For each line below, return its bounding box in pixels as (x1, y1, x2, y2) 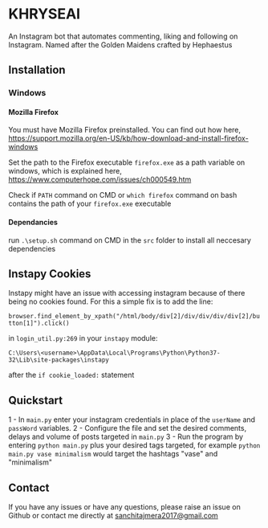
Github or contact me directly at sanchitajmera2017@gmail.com (8, 511, 218, 521)
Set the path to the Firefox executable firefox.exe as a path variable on (8, 158, 246, 167)
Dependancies (8, 218, 59, 227)
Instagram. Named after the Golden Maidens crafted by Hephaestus (8, 39, 233, 49)
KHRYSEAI (8, 5, 81, 23)
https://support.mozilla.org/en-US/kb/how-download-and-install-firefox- (8, 133, 249, 143)
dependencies (8, 244, 56, 253)
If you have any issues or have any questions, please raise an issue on (8, 502, 241, 512)
